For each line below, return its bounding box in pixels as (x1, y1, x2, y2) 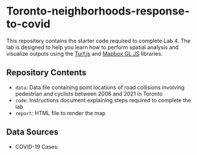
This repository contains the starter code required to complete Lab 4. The (6, 37, 191, 44)
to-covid (6, 17, 50, 31)
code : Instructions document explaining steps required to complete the (15, 96, 192, 104)
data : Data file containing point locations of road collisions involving (15, 84, 185, 91)
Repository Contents (6, 68, 87, 78)
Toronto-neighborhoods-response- (6, 4, 190, 18)
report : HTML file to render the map (15, 109, 106, 116)
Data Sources (6, 127, 59, 137)
